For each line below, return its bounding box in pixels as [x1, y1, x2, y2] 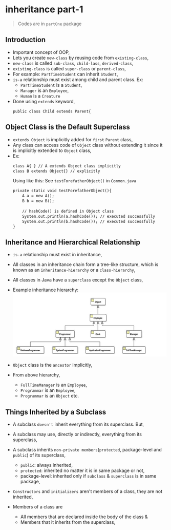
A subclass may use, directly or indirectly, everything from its [12, 431, 142, 438]
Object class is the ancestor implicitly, [12, 362, 93, 368]
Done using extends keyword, [12, 98, 75, 104]
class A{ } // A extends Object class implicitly [12, 163, 121, 168]
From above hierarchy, [12, 372, 60, 378]
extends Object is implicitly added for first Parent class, [12, 136, 133, 142]
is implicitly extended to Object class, [12, 147, 92, 154]
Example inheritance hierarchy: [12, 287, 78, 293]
